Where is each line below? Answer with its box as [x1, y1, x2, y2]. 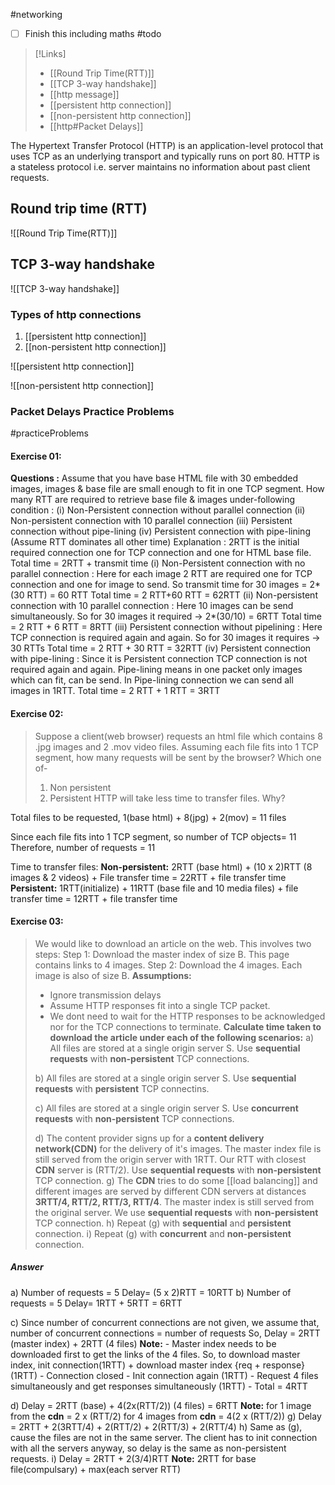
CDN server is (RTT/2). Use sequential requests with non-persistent [34, 1164, 322, 1176]
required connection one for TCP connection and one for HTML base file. [10, 547, 312, 559]
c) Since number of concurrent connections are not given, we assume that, [10, 1316, 320, 1328]
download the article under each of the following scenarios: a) [49, 1031, 315, 1043]
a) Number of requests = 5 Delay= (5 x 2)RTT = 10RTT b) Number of [10, 1286, 292, 1298]
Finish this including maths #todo [24, 28, 162, 39]
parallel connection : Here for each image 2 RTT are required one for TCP [10, 568, 313, 580]
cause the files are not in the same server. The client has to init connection [10, 1431, 318, 1443]
